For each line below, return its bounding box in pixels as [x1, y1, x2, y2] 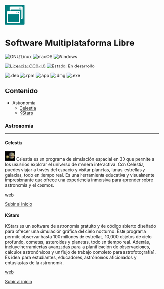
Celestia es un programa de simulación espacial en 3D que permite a [16, 156, 155, 162]
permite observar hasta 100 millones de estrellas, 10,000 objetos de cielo [5, 233, 152, 239]
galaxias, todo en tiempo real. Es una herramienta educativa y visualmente [5, 172, 155, 178]
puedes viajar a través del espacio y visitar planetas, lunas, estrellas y [5, 166, 145, 173]
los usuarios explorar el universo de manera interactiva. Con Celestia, [5, 161, 145, 167]
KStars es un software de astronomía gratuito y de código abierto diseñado [5, 223, 156, 229]
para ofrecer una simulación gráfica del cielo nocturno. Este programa [5, 228, 146, 234]
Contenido [5, 87, 38, 95]
